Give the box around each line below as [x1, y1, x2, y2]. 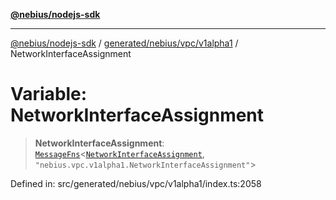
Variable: [10, 83, 88, 106]
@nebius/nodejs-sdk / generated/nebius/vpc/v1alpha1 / [10, 37, 239, 49]
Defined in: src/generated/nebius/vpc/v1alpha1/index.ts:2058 [10, 177, 262, 189]
